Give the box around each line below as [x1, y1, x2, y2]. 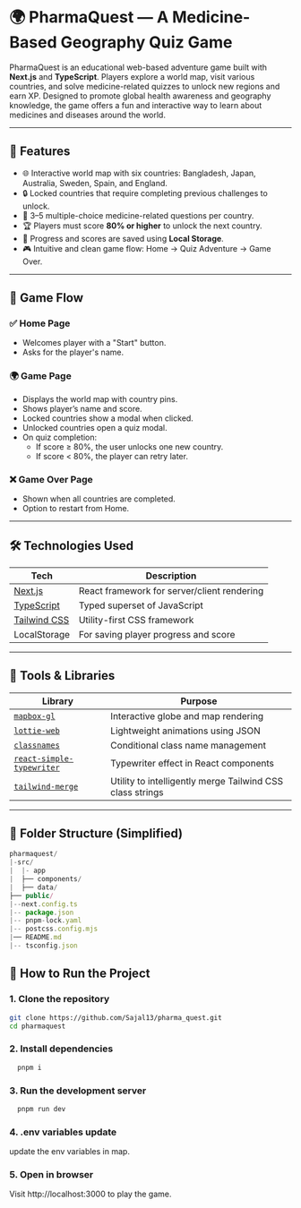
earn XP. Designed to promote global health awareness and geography [9, 90, 271, 101]
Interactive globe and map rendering [110, 709, 264, 722]
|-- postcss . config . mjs [9, 924, 99, 934]
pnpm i [17, 1063, 42, 1072]
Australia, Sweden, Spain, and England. [21, 177, 168, 188]
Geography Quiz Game [60, 32, 233, 53]
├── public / [9, 891, 54, 900]
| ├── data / [9, 883, 58, 892]
